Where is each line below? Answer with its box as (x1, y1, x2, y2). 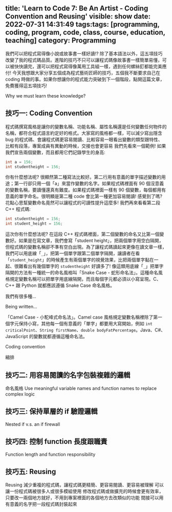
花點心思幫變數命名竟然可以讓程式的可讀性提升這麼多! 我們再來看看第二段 (5, 200, 160, 206)
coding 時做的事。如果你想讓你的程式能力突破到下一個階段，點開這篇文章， (5, 76, 165, 82)
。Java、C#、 (135, 327, 165, 333)
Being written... (5, 304, 37, 310)
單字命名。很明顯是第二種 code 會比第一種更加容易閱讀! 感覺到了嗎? (18, 193, 163, 200)
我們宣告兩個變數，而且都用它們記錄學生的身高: (5, 149, 106, 155)
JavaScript (5, 333, 28, 340)
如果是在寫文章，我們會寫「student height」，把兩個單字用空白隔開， (18, 238, 164, 244)
